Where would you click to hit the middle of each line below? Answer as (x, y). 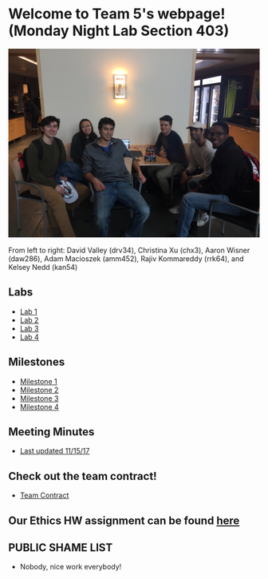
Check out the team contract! (83, 476)
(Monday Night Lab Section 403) (119, 31)
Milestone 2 (39, 390)
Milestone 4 (39, 406)
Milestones (37, 362)
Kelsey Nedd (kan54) (43, 267)
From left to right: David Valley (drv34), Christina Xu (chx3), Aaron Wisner (129, 250)
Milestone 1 (38, 381)
